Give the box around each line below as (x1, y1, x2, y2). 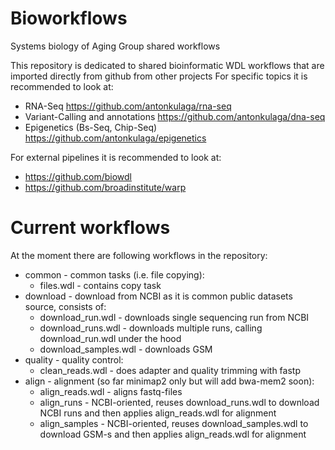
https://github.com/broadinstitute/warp (24, 181, 187, 193)
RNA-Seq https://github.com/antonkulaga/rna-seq (24, 100, 232, 112)
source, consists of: (24, 300, 107, 312)
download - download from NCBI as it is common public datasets (24, 290, 293, 302)
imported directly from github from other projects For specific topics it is (10, 70, 308, 82)
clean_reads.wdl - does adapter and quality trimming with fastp (39, 364, 301, 376)
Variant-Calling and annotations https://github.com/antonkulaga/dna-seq (24, 110, 326, 122)
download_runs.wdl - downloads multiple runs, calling (39, 322, 263, 334)
